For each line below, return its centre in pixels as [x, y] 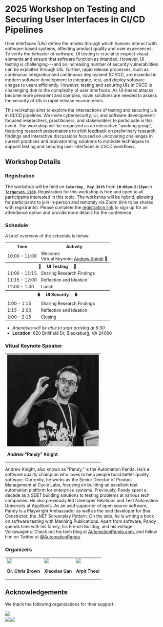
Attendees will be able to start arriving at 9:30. [59, 328]
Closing [49, 317]
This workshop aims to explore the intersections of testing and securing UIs [81, 110]
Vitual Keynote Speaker [34, 346]
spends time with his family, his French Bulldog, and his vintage [69, 527]
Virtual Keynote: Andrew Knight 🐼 [74, 258]
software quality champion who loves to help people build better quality [77, 475]
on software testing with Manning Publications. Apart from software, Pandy [81, 521]
